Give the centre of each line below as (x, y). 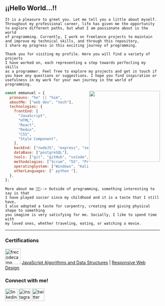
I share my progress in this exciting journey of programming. (71, 45)
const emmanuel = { (25, 93)
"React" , (27, 125)
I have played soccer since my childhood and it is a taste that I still (82, 198)
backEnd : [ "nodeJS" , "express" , (47, 148)
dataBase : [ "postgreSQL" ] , (41, 153)
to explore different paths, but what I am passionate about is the (77, 28)
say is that (17, 193)
